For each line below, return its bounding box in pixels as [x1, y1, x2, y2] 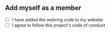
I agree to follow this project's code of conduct [12, 22, 105, 28]
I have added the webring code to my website [12, 16, 103, 22]
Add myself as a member [5, 4, 82, 12]
